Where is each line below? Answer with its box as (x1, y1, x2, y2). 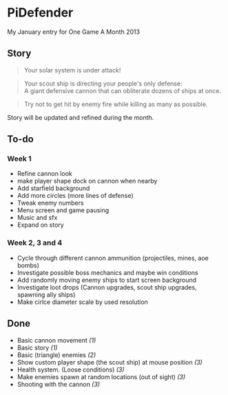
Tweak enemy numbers (17, 199, 84, 207)
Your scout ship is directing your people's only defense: (23, 79, 183, 88)
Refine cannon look (17, 170, 72, 178)
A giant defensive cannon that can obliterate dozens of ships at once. (23, 86, 222, 94)
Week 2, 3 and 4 (7, 238, 63, 247)
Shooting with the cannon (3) (17, 380, 101, 388)
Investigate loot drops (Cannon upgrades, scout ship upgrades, (17, 283, 198, 291)
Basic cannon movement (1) (17, 336, 96, 344)
